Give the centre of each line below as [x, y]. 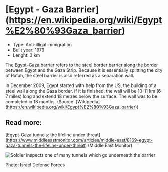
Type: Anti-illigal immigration [42, 44]
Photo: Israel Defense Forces [35, 165]
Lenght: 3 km [26, 55]
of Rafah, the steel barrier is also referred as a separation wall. [70, 75]
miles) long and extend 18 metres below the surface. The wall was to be [83, 96]
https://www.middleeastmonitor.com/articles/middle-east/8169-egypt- [80, 140]
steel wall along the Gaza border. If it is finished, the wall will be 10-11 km [80, 91]
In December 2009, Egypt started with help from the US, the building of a [81, 85]
